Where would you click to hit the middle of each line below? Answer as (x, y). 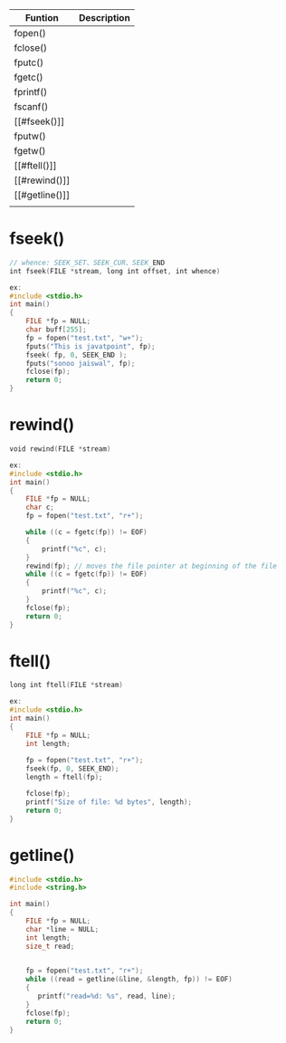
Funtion (42, 18)
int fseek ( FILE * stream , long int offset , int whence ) (115, 271)
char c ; (40, 507)
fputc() (29, 62)
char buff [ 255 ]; (57, 330)
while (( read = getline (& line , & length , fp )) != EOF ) (129, 980)
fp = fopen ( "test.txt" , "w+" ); (85, 338)
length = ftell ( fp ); (64, 778)
